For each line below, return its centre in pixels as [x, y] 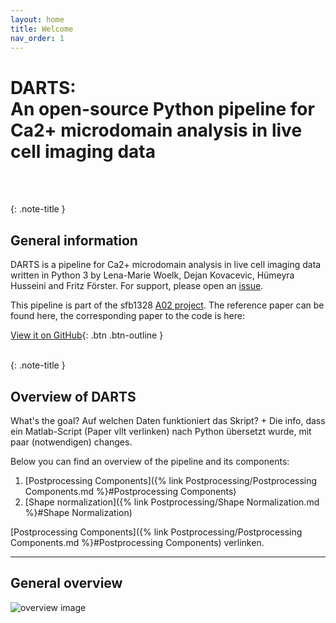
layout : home [37, 19]
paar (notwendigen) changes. [71, 442]
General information [74, 240]
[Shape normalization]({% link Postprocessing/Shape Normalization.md [172, 502]
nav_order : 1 [37, 38]
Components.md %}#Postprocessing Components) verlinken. [137, 542]
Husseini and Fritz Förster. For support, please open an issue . [137, 286]
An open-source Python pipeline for [162, 108]
